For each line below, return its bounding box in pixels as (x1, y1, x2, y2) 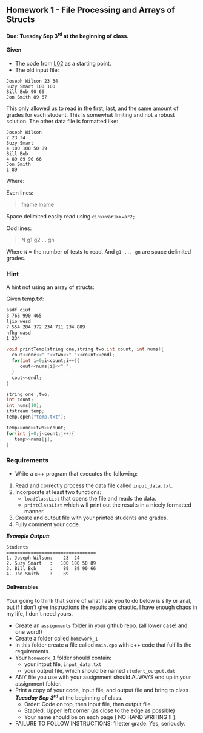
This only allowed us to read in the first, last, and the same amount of (6, 105, 179, 112)
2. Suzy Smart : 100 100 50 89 (6, 560, 96, 566)
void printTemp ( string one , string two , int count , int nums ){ (6, 346, 164, 352)
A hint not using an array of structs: (6, 283, 95, 291)
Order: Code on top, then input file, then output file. (24, 700, 153, 707)
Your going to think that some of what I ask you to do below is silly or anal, (6, 597, 192, 604)
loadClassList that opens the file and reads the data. (24, 495, 156, 502)
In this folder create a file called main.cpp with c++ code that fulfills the (15, 641, 192, 648)
